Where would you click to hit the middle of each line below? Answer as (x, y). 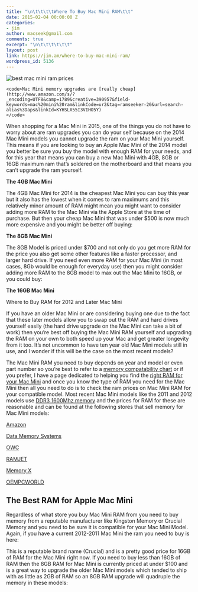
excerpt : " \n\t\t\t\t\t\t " (39, 45)
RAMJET (17, 459)
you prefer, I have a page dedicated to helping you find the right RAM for (95, 375)
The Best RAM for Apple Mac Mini (69, 500)
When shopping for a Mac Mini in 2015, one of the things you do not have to (98, 126)
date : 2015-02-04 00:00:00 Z (42, 17)
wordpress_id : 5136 (30, 61)
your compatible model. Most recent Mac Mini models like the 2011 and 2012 (99, 394)
